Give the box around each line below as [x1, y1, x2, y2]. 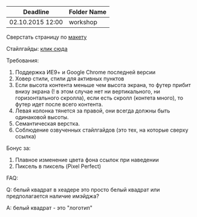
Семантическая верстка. [15, 120, 80, 127]
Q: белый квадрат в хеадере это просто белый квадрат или [6, 186, 160, 193]
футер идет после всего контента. [15, 101, 103, 108]
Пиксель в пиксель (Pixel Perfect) [15, 163, 102, 170]
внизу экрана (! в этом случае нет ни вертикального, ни [15, 88, 160, 95]
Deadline [23, 8, 50, 16]
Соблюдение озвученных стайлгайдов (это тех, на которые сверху [15, 126, 189, 134]
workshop [68, 18, 98, 26]
